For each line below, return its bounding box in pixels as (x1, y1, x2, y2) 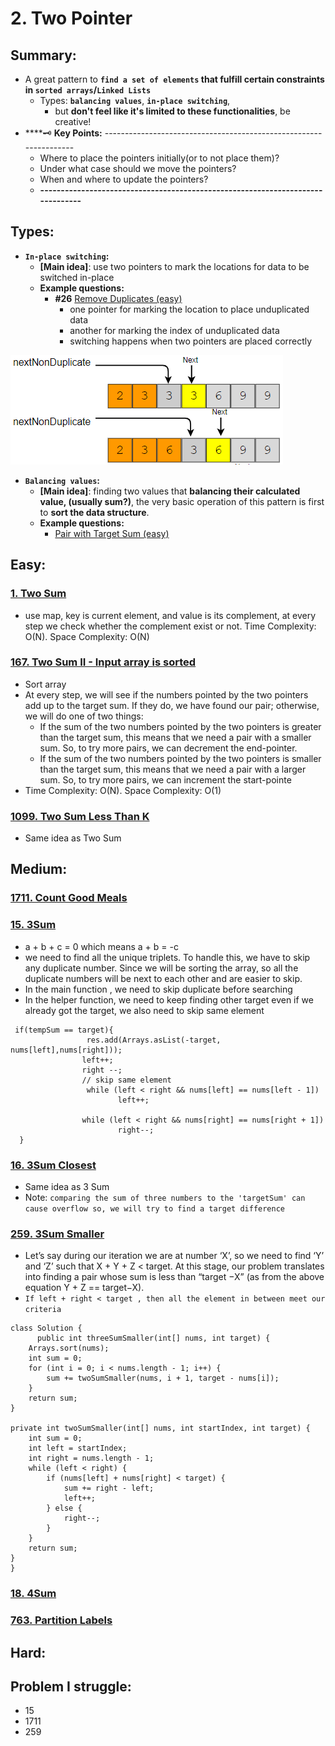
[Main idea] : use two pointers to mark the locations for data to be (39, 260, 310, 272)
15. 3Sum (10, 918, 57, 932)
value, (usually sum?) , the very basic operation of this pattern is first (39, 495, 325, 507)
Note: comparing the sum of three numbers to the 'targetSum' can (24, 1192, 306, 1203)
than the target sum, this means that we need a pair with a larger (39, 763, 307, 775)
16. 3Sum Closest (10, 1158, 97, 1172)
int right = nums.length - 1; (28, 1453, 155, 1464)
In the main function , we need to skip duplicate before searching (24, 983, 293, 995)
